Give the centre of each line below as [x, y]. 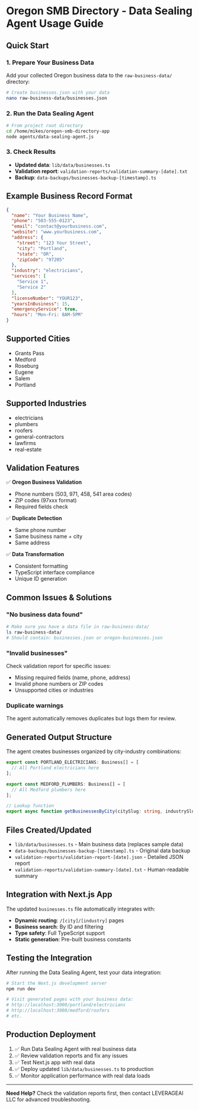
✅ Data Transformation [35, 554]
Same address [32, 543]
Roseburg [27, 366]
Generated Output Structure [59, 737]
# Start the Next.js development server [57, 983]
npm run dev [21, 989]
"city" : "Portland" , [42, 248]
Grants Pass [29, 353]
